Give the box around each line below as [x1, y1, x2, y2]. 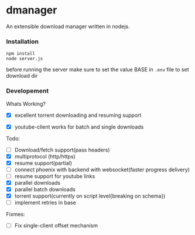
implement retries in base [14, 199, 76, 206]
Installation [6, 37, 39, 46]
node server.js [6, 56, 43, 62]
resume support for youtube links [14, 172, 95, 179]
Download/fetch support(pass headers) [14, 146, 110, 153]
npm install [6, 51, 35, 57]
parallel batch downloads [14, 186, 76, 193]
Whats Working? [6, 100, 46, 107]
